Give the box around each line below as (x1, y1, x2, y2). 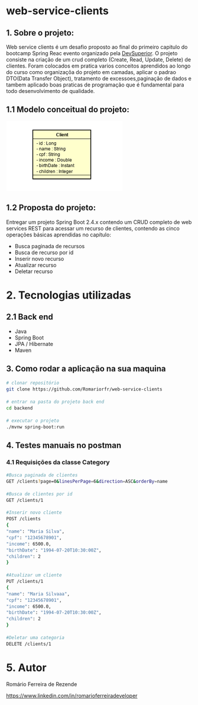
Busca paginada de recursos (14, 242, 85, 249)
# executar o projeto (6, 418, 60, 424)
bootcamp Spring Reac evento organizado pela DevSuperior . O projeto (6, 50, 178, 57)
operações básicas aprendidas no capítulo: (6, 231, 111, 238)
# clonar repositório (6, 380, 60, 386)
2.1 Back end (6, 312, 53, 322)
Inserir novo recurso (14, 255, 64, 262)
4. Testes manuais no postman (6, 440, 122, 450)
